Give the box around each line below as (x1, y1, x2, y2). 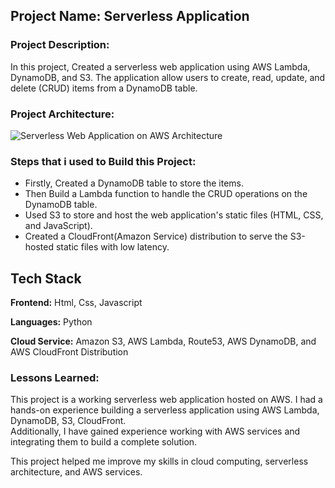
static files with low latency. (55, 241, 170, 253)
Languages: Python (10, 316, 93, 328)
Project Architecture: (10, 107, 115, 121)
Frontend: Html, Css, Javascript (10, 297, 143, 309)
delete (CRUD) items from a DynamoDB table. (10, 82, 198, 94)
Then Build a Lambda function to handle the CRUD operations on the (24, 188, 308, 200)
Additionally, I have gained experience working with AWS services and (10, 425, 301, 438)
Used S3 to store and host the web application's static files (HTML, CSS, (24, 209, 324, 221)
